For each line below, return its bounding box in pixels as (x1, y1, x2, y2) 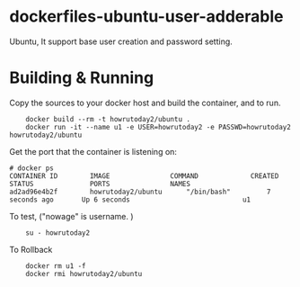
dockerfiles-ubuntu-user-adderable (9, 6, 284, 27)
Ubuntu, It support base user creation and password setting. (9, 36, 234, 47)
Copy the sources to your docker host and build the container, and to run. (9, 97, 281, 108)
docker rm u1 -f (25, 261, 87, 271)
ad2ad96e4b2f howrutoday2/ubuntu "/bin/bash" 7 (9, 187, 271, 196)
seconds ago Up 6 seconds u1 (9, 195, 251, 204)
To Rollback (9, 244, 53, 255)
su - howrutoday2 (25, 228, 91, 238)
